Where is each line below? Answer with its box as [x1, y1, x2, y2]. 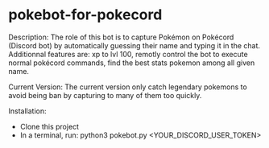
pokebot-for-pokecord [8, 6, 163, 24]
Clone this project [19, 121, 79, 131]
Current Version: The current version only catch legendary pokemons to [8, 82, 247, 92]
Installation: [8, 106, 47, 116]
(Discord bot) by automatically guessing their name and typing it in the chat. [8, 40, 260, 50]
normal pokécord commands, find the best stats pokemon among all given [8, 58, 255, 68]
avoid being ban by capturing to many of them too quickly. [8, 90, 202, 100]
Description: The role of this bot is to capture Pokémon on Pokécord [8, 32, 234, 42]
